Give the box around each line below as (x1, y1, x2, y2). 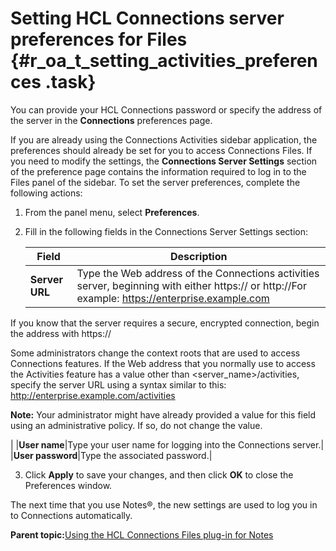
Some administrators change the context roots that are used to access (10, 347, 301, 359)
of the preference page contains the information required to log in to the (10, 165, 307, 177)
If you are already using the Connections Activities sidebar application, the (10, 133, 318, 146)
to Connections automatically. (10, 509, 133, 521)
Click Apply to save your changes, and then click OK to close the (24, 468, 294, 481)
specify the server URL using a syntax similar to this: (10, 378, 227, 391)
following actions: (10, 187, 83, 199)
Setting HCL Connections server (10, 7, 285, 30)
